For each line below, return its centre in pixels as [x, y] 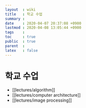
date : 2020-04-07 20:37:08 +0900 [43, 23]
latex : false [21, 50]
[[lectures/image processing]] [42, 100]
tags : [15, 32]
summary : [15, 19]
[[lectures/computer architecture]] [46, 95]
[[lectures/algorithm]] [34, 90]
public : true [20, 42]
